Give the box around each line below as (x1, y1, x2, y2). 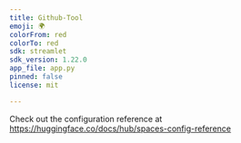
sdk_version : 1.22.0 (9, 55, 88, 64)
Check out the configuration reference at (9, 113, 163, 124)
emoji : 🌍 (9, 22, 45, 31)
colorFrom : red (9, 30, 67, 39)
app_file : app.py (9, 64, 75, 73)
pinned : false (9, 72, 64, 81)
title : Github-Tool (9, 13, 84, 23)
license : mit (9, 81, 59, 90)
